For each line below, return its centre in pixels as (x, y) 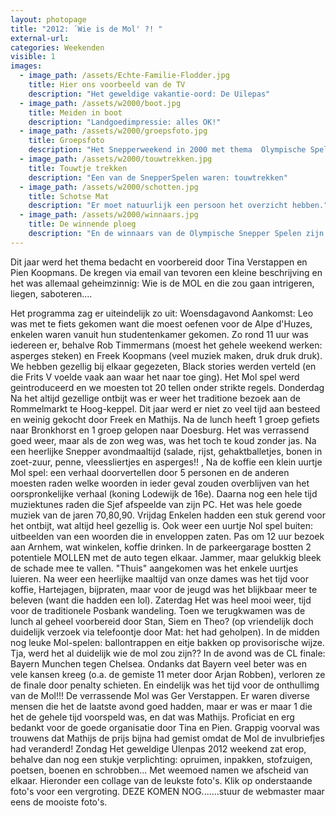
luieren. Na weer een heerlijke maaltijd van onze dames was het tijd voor (159, 578)
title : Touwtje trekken (78, 168)
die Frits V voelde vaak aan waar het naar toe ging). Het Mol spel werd (155, 377)
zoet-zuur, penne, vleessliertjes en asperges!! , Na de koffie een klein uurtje (166, 462)
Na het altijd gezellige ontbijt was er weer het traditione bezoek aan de (155, 398)
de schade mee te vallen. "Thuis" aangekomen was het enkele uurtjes (154, 568)
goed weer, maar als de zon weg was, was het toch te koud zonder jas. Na (163, 440)
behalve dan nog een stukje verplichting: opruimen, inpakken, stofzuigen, (161, 759)
